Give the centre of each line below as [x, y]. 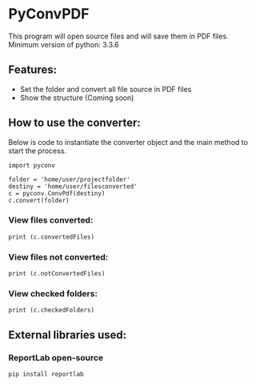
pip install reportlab [46, 374]
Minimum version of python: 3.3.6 [64, 44]
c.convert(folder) [39, 200]
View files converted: [51, 220]
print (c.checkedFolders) [51, 310]
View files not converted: [58, 257]
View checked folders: [53, 294]
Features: [33, 70]
